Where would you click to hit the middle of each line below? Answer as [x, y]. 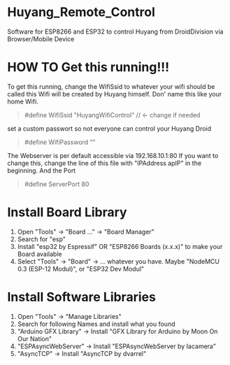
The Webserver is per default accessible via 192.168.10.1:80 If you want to [113, 155]
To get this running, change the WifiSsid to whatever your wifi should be [111, 86]
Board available [39, 254]
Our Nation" [35, 338]
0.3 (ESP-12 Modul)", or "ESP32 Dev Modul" [81, 269]
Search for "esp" [42, 239]
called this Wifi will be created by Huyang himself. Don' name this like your [115, 94]
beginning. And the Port [42, 170]
